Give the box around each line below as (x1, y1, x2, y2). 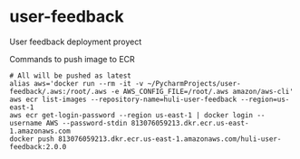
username (9, 118, 43, 127)
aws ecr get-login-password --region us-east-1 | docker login (9, 110, 254, 119)
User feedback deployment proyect (9, 36, 142, 47)
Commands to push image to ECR (9, 53, 136, 64)
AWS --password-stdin (45, 118, 128, 127)
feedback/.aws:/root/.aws (9, 87, 107, 96)
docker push (9, 134, 54, 144)
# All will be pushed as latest (9, 70, 131, 80)
